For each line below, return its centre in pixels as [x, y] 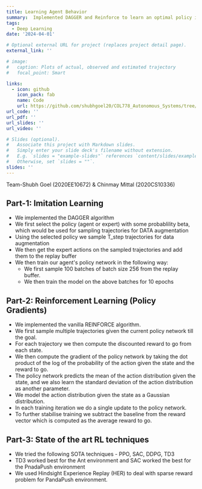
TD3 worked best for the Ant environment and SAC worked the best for [103, 461]
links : [14, 84]
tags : [13, 23]
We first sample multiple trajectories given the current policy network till [104, 331]
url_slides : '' [25, 123]
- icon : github [31, 89]
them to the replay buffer [46, 256]
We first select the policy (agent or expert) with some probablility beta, [103, 224]
